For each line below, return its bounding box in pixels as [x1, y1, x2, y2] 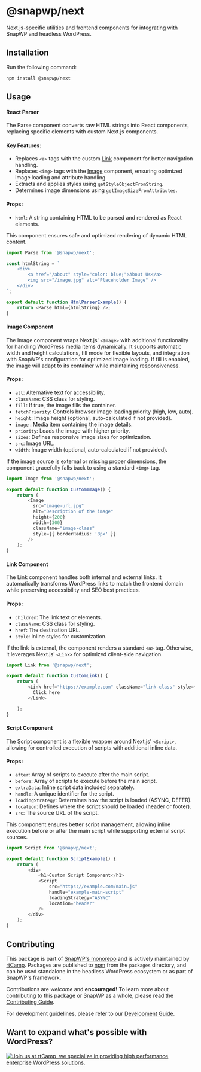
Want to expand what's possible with [6, 1027, 147, 1037]
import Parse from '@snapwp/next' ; [6, 249, 95, 255]
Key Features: [6, 142, 42, 149]
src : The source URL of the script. [14, 809, 99, 816]
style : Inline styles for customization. [14, 632, 107, 639]
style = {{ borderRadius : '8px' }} [32, 531, 117, 537]
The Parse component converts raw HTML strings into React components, [6, 121, 190, 129]
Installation [6, 48, 49, 58]
